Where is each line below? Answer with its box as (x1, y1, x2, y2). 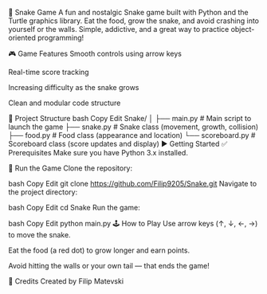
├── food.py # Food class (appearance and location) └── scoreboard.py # (8, 131, 256, 139)
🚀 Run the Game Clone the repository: (8, 163, 133, 173)
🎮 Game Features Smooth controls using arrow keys (8, 49, 182, 58)
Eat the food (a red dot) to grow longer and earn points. (8, 245, 190, 255)
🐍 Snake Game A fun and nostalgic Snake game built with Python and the (8, 8, 249, 17)
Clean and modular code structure (8, 98, 121, 108)
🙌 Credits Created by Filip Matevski (8, 276, 124, 286)
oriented (8, 33, 36, 42)
